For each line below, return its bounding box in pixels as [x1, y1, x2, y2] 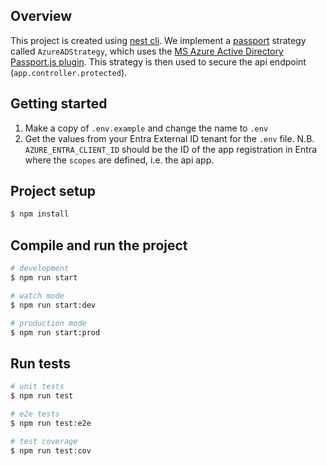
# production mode [10, 318, 87, 328]
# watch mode [10, 290, 65, 301]
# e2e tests [10, 409, 60, 419]
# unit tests [10, 382, 65, 392]
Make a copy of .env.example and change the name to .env [24, 122, 269, 134]
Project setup [10, 183, 97, 200]
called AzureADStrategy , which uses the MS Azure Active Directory [10, 45, 284, 57]
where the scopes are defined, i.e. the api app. [24, 154, 215, 166]
